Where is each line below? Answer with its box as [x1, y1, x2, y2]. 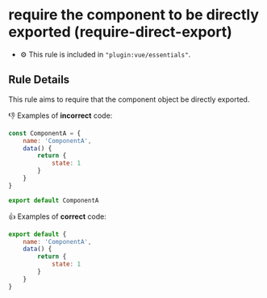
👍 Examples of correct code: [8, 212, 106, 221]
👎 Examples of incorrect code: [8, 111, 113, 120]
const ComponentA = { [8, 129, 81, 137]
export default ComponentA [8, 196, 99, 204]
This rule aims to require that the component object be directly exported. [8, 94, 250, 104]
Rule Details [8, 73, 70, 86]
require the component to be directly [8, 6, 260, 24]
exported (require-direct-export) [8, 23, 232, 41]
